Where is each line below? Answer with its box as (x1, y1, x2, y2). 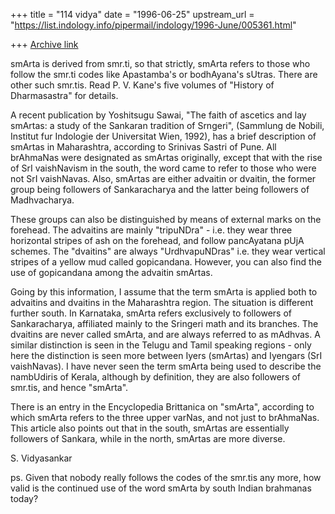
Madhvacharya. (10, 194, 75, 206)
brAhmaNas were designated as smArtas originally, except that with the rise (10, 152, 323, 163)
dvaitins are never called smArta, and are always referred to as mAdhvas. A (10, 329, 321, 340)
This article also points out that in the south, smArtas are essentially (10, 422, 290, 434)
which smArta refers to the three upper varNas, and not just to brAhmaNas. (10, 412, 320, 423)
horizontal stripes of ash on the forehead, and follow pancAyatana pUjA (10, 235, 305, 246)
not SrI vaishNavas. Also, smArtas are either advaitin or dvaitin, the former (10, 173, 317, 184)
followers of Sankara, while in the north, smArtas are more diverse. (10, 433, 286, 444)
